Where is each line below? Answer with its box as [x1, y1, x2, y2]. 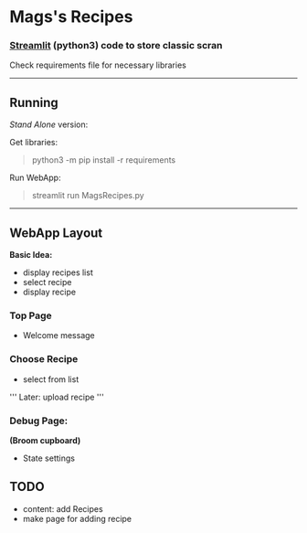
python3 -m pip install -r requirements [31, 155, 176, 165]
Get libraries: [9, 137, 58, 148]
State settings [22, 453, 76, 464]
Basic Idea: [9, 250, 53, 261]
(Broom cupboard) [9, 435, 81, 445]
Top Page [9, 309, 52, 322]
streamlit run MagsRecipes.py [31, 190, 144, 201]
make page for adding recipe [22, 513, 132, 524]
